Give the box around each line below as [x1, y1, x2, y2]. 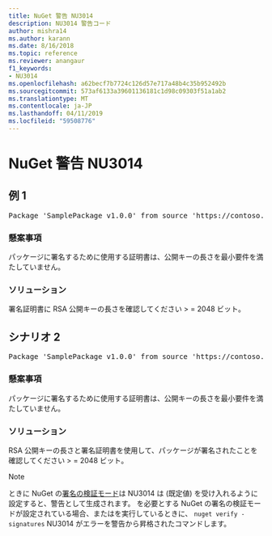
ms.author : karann [8, 34, 70, 43]
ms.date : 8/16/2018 [8, 42, 74, 50]
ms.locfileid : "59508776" [8, 117, 96, 125]
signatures [8, 520, 45, 528]
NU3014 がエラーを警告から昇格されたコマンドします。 [46, 518, 232, 528]
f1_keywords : [8, 65, 53, 73]
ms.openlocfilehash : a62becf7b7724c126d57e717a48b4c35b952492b [8, 79, 227, 87]
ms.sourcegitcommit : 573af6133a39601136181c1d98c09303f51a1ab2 [8, 87, 227, 95]
